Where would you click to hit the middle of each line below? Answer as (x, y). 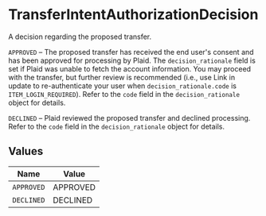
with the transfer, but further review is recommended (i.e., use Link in (122, 77)
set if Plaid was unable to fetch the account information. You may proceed (130, 68)
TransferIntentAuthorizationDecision (133, 15)
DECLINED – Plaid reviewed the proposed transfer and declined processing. (129, 118)
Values (26, 151)
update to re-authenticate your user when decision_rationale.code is (123, 86)
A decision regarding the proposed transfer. (80, 37)
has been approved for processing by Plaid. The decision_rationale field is (132, 60)
